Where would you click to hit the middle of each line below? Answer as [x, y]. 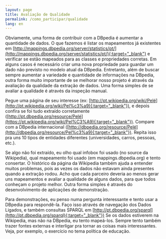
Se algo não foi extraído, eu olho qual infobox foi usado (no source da [77, 153]
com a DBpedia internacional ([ [37, 127]
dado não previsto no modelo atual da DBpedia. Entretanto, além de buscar [82, 70]
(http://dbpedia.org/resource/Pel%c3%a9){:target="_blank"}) [68, 132]
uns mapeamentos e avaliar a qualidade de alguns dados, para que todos [81, 179]
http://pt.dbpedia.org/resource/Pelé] [46, 117]
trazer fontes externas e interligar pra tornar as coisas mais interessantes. [81, 226]
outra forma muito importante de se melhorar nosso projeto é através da [79, 80]
